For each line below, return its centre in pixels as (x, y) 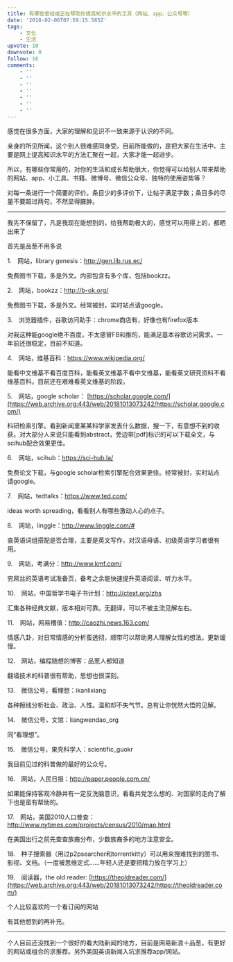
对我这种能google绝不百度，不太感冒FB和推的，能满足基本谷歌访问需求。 (112, 335)
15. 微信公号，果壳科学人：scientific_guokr (70, 749)
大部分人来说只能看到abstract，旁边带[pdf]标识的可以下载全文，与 (120, 434)
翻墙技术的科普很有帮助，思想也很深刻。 (65, 675)
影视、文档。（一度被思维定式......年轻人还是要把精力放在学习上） (99, 862)
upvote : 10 (23, 46)
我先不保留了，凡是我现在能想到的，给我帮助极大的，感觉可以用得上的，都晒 (116, 222)
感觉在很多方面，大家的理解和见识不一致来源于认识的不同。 (92, 131)
